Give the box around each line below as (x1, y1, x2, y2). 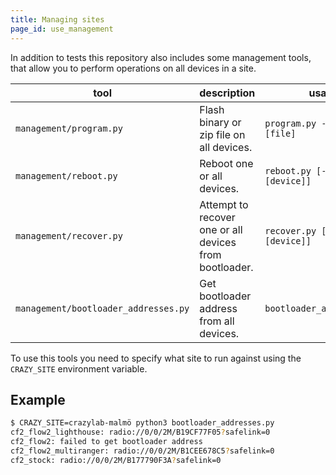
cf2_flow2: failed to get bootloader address (10, 437, 203, 447)
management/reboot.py (15, 170, 118, 181)
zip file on (199, 127, 246, 141)
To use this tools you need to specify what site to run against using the (10, 352, 302, 364)
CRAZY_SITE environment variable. (10, 362, 148, 375)
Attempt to (199, 197, 249, 211)
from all (199, 314, 235, 328)
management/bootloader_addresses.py (15, 302, 190, 314)
